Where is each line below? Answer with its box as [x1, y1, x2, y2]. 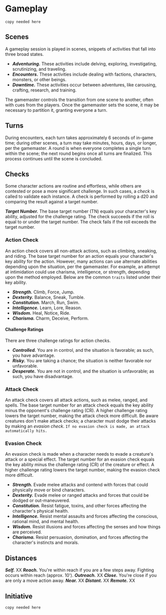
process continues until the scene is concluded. [5, 155, 103, 161]
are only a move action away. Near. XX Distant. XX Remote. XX [5, 577, 135, 584]
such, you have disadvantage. [12, 373, 74, 379]
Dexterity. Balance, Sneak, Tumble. [12, 294, 85, 300]
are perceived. [12, 529, 42, 535]
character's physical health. [12, 508, 69, 514]
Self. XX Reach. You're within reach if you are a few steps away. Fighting [5, 567, 154, 573]
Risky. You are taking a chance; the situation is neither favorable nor [12, 357, 152, 364]
